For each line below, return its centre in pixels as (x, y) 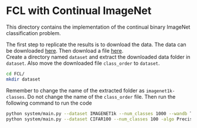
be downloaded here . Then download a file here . (65, 50)
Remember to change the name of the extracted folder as (75, 90)
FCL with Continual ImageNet (79, 11)
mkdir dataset (23, 79)
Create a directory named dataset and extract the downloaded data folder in (98, 57)
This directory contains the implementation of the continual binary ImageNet (98, 27)
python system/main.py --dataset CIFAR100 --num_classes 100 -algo (90, 119)
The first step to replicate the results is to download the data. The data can (96, 44)
